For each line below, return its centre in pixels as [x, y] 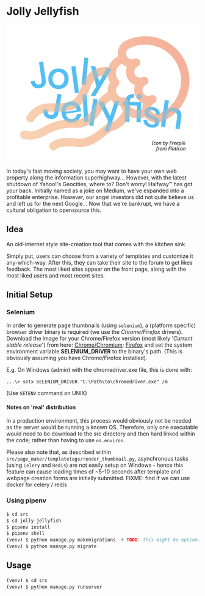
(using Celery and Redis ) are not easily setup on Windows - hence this [95, 465]
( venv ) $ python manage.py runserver [54, 587]
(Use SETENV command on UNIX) [47, 393]
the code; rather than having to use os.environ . [66, 440]
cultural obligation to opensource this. [54, 210]
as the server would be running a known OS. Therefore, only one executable [102, 428]
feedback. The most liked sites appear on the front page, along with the [96, 269]
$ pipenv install [28, 527]
